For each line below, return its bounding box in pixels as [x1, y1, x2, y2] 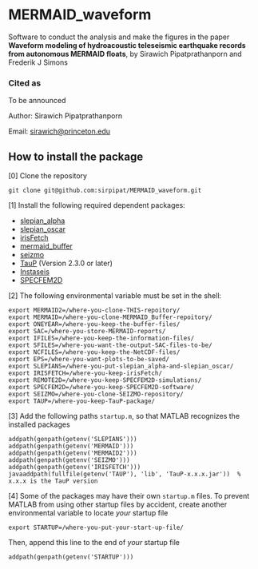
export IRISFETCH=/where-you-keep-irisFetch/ [8, 369, 162, 377]
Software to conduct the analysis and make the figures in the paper [8, 32, 230, 42]
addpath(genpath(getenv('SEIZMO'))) [8, 456, 130, 464]
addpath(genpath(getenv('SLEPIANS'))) [8, 436, 137, 444]
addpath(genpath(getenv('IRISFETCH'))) [8, 464, 141, 472]
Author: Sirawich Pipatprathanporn [8, 111, 122, 121]
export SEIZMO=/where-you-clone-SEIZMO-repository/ [8, 390, 184, 399]
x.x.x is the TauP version [8, 477, 98, 485]
